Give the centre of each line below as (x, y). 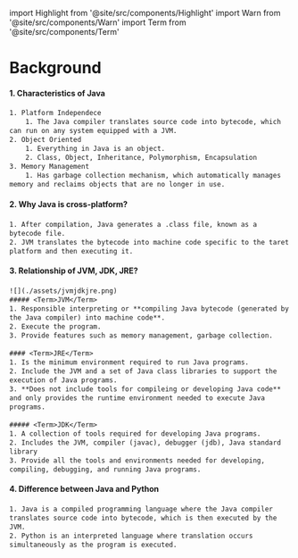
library (24, 451)
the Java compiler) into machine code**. (87, 317)
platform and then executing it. (71, 251)
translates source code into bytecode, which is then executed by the (143, 518)
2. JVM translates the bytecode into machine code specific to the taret (149, 242)
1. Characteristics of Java (57, 93)
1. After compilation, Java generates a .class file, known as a (133, 224)
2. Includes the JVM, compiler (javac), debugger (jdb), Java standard (145, 442)
